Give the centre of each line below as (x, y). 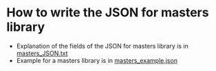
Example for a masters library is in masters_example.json (97, 60)
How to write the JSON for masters (108, 13)
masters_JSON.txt (42, 53)
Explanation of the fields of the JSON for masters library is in (102, 46)
